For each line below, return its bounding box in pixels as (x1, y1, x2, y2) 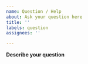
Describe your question (6, 51, 65, 58)
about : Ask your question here (6, 14, 83, 20)
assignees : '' (6, 30, 41, 36)
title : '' (6, 19, 31, 25)
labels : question (6, 24, 49, 31)
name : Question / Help (6, 8, 62, 15)
